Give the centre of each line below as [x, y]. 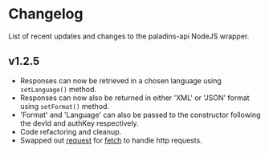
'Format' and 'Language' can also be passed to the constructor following [140, 115]
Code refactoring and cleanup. [71, 131]
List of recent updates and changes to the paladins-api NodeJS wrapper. [129, 36]
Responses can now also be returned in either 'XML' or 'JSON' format [135, 98]
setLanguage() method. [58, 89]
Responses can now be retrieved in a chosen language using [121, 80]
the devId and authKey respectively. [79, 123]
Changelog [46, 14]
